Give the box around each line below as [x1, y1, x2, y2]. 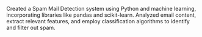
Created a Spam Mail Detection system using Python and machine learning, [6, 5, 197, 12]
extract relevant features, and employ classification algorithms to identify [6, 18, 190, 24]
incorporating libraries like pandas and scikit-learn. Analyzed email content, [6, 11, 197, 18]
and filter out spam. [6, 24, 56, 31]
